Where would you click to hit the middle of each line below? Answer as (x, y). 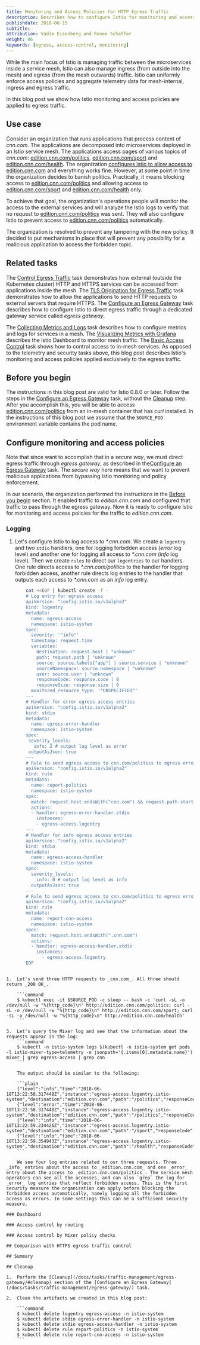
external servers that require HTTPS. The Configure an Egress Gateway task (100, 303)
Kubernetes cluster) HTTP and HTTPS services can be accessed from (92, 284)
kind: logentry (45, 607)
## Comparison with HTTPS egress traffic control (69, 1246)
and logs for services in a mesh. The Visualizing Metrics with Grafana (91, 334)
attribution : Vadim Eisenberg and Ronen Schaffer (69, 34)
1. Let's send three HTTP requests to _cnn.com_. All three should (93, 979)
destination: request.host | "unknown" (86, 652)
